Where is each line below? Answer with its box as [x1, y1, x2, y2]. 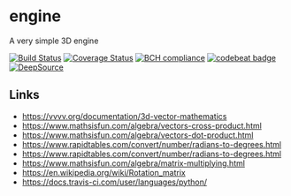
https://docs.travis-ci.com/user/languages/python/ [21, 177, 208, 187]
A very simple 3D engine [9, 35, 99, 46]
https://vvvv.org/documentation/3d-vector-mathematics [21, 110, 227, 121]
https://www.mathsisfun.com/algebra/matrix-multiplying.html [21, 157, 246, 169]
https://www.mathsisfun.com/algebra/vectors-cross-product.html [21, 120, 263, 131]
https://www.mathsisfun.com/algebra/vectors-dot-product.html [21, 130, 254, 140]
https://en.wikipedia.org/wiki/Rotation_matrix [21, 167, 186, 177]
